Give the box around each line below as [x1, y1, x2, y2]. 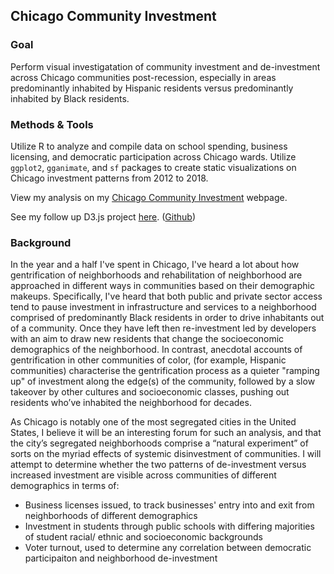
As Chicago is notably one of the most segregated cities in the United [10, 416, 297, 428]
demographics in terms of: [10, 480, 120, 492]
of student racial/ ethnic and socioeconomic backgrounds [24, 531, 263, 543]
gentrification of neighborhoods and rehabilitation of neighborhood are [10, 269, 303, 281]
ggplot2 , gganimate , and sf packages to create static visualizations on [10, 161, 297, 173]
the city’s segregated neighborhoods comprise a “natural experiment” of [10, 437, 309, 449]
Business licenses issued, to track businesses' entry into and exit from [24, 499, 315, 511]
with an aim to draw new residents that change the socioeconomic [10, 333, 285, 345]
